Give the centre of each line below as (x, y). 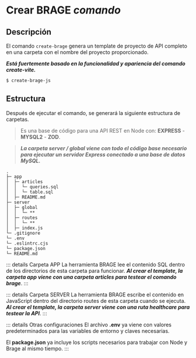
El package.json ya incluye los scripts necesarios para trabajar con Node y (97, 342)
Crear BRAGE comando (63, 10)
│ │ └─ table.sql (30, 192)
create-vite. (21, 70)
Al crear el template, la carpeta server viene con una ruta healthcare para (98, 307)
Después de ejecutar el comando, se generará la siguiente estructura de (93, 113)
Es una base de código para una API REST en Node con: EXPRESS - (103, 130)
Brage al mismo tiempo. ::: (37, 348)
